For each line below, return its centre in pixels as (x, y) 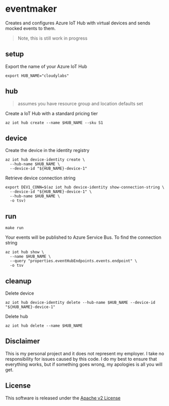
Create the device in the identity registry (47, 150)
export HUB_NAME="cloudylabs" (37, 76)
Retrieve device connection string (41, 178)
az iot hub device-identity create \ (45, 160)
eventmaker (31, 9)
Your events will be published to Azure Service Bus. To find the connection (83, 237)
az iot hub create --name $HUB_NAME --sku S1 (54, 122)
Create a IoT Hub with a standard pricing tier (52, 113)
